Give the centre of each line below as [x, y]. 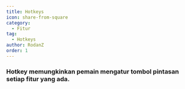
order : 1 [17, 51]
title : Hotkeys [25, 12]
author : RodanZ [25, 45]
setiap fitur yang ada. [38, 79]
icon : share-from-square [37, 17]
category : [19, 23]
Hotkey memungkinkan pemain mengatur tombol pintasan [93, 71]
